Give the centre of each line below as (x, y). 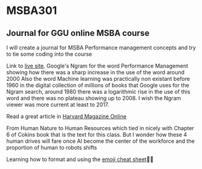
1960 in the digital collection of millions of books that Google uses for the (98, 85)
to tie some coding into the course (49, 54)
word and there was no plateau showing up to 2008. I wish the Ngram (94, 98)
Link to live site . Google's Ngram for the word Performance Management (97, 66)
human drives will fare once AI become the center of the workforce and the (100, 141)
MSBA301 (32, 11)
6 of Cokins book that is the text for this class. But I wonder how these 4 (97, 135)
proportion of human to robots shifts (52, 147)
